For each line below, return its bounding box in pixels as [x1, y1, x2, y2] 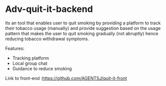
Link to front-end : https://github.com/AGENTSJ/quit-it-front [5, 75, 127, 81]
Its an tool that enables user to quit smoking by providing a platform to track [5, 20, 161, 26]
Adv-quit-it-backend [5, 3, 93, 15]
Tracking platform [12, 55, 49, 61]
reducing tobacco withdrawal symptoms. [5, 36, 89, 42]
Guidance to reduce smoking [12, 66, 72, 72]
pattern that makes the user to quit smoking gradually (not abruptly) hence [5, 30, 159, 36]
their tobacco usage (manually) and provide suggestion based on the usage [5, 25, 161, 31]
